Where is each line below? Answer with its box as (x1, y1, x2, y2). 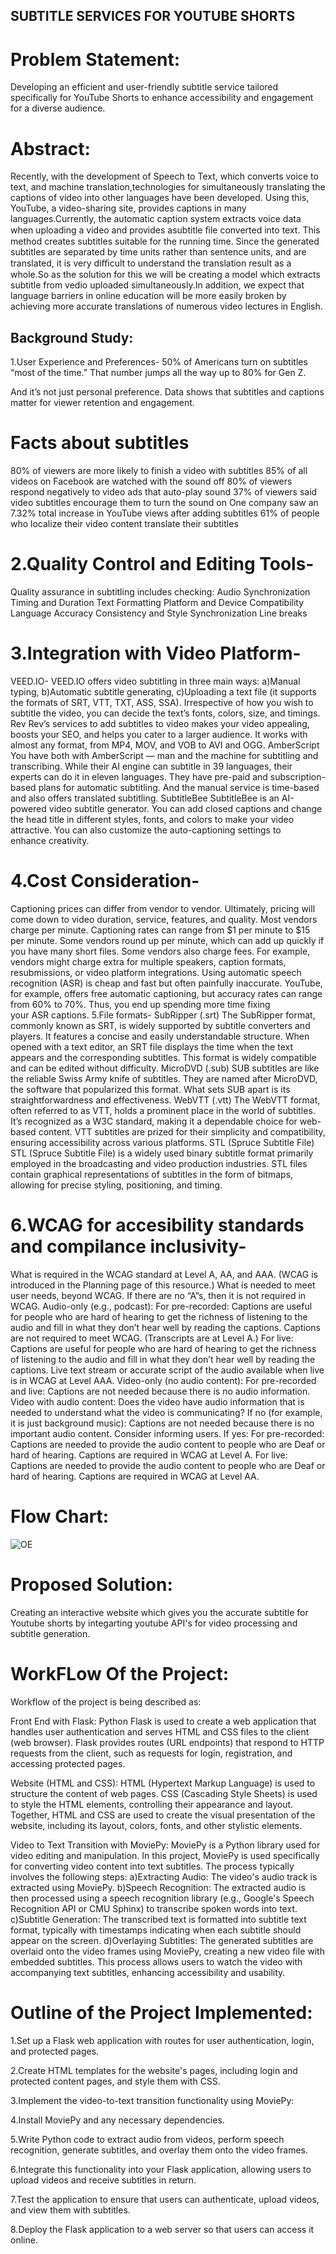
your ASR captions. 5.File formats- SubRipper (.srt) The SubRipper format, (10, 1009, 316, 1021)
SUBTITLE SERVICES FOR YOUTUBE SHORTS (10, 8, 296, 25)
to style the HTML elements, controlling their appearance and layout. (10, 1798, 294, 1810)
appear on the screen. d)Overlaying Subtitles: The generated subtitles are (10, 1934, 314, 1946)
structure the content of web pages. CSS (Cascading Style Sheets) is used (10, 1787, 318, 1799)
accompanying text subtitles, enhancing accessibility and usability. (10, 1966, 286, 1978)
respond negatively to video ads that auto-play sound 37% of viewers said (10, 486, 318, 498)
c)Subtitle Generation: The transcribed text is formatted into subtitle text (10, 1913, 307, 1925)
